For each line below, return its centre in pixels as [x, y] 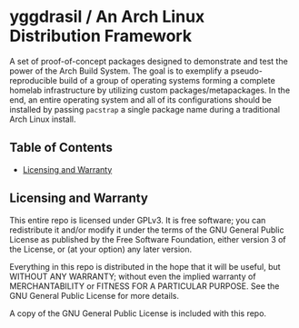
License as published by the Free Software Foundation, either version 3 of [148, 239]
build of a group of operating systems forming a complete [167, 80]
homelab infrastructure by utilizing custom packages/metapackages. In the [150, 90]
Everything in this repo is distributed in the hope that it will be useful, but [145, 266]
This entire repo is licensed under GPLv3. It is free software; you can [138, 220]
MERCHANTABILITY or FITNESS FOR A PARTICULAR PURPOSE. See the [145, 286]
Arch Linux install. [43, 119]
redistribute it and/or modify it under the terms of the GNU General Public [147, 230]
